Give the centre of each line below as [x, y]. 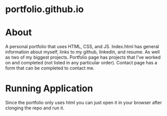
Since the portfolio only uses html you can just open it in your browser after [83, 103]
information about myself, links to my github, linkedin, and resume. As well [83, 52]
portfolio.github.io [45, 9]
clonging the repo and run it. [35, 108]
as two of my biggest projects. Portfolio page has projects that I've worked [83, 57]
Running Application [49, 88]
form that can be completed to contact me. [50, 68]
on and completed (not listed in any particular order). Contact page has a [81, 63]
